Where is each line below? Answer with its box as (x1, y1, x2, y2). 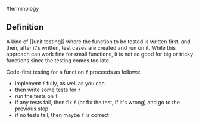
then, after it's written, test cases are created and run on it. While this (6, 44, 176, 51)
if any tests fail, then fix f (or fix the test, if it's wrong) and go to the (14, 98, 181, 106)
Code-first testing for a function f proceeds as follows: (6, 68, 141, 75)
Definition (6, 22, 43, 32)
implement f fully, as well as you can (14, 80, 105, 87)
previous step (14, 105, 49, 112)
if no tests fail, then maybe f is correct (14, 111, 109, 118)
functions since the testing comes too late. (6, 56, 111, 64)
